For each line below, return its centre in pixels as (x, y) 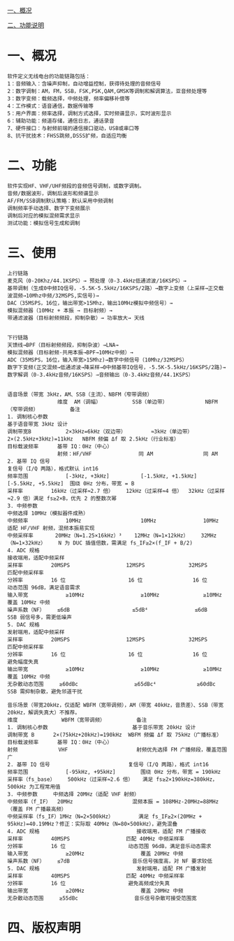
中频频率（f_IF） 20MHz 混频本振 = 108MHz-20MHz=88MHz (113, 802)
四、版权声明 (44, 928)
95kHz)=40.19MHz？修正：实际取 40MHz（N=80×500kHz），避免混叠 (93, 824)
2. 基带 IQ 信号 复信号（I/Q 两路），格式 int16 (108, 764)
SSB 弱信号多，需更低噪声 (39, 617)
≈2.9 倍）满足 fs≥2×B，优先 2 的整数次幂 (62, 498)
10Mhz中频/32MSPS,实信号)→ (62, 296)
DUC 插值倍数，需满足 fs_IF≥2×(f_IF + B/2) (133, 543)
